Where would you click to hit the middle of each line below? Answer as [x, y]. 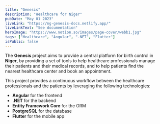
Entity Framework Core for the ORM [49, 105]
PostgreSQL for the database [42, 111]
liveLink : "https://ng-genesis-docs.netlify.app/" [58, 23]
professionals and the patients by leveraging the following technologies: [78, 86]
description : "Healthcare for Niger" [44, 14]
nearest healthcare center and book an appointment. [58, 71]
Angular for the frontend [37, 95]
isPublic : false [22, 42]
